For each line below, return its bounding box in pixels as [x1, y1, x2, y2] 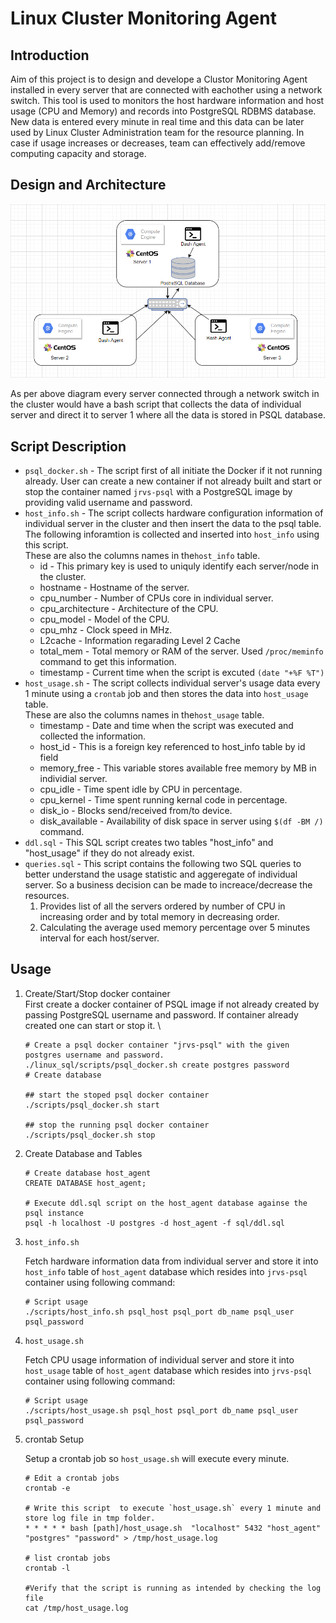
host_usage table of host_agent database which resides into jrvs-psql [24, 1364, 313, 1376]
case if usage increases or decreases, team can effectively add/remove [10, 137, 306, 149]
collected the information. [39, 730, 147, 742]
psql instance [24, 1208, 84, 1218]
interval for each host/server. [39, 932, 160, 944]
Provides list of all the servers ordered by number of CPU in [39, 900, 286, 912]
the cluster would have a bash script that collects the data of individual [10, 398, 302, 411]
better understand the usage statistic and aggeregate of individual [24, 868, 298, 880]
